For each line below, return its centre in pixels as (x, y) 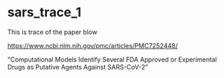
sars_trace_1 (45, 12)
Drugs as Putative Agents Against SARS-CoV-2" (78, 67)
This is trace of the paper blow (52, 32)
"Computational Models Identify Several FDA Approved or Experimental (112, 59)
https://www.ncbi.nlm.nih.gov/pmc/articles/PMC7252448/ (93, 45)
